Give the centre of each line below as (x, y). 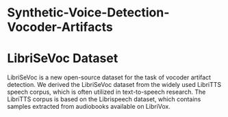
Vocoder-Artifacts (60, 27)
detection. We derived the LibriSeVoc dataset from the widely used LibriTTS (114, 85)
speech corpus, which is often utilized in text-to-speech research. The (106, 92)
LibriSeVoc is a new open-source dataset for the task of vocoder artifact (109, 77)
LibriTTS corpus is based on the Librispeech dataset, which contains (104, 99)
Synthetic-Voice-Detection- (88, 13)
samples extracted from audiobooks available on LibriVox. (89, 107)
